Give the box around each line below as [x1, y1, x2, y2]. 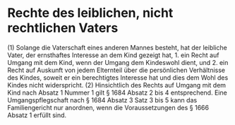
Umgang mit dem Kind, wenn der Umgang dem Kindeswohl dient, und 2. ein [7, 58, 229, 66]
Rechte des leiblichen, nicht [7, 5, 174, 21]
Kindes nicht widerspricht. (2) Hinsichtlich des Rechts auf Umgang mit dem [7, 81, 227, 89]
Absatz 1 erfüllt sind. [7, 111, 67, 119]
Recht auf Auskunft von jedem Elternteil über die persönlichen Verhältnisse [7, 66, 226, 74]
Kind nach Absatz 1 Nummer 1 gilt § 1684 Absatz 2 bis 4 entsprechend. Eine [7, 88, 227, 97]
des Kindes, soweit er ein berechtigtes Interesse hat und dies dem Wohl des [7, 73, 229, 82]
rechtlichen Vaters [7, 20, 119, 36]
